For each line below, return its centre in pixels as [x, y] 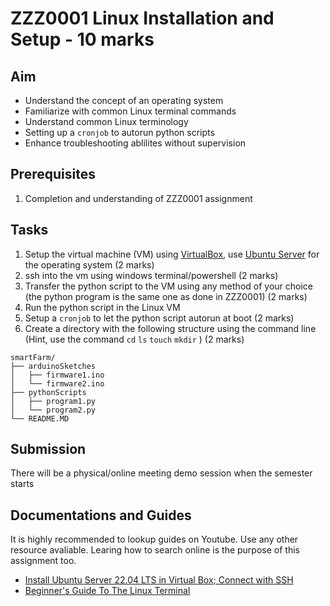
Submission [48, 449]
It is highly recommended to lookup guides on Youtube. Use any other [154, 539]
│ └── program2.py [53, 410]
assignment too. [43, 561]
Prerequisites [53, 174]
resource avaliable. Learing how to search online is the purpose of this [155, 550]
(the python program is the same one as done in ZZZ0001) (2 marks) [166, 296]
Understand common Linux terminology [106, 121]
